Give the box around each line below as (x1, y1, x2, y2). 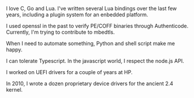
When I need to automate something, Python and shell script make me (6, 40, 175, 47)
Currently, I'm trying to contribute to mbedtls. (6, 29, 115, 36)
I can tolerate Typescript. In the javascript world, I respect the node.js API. (6, 58, 185, 64)
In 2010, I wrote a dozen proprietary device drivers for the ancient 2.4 (6, 80, 174, 87)
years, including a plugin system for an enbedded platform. (6, 11, 148, 18)
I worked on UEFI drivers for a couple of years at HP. (6, 69, 133, 75)
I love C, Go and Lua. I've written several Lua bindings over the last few (6, 5, 177, 12)
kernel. (6, 86, 23, 93)
